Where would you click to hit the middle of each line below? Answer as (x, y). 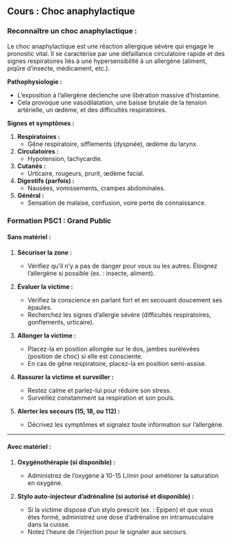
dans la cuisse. (49, 524)
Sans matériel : (29, 237)
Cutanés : (31, 166)
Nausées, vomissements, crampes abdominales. (96, 188)
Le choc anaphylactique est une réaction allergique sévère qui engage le (110, 46)
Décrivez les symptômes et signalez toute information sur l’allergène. (126, 424)
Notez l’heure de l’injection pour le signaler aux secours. (107, 532)
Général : (31, 195)
